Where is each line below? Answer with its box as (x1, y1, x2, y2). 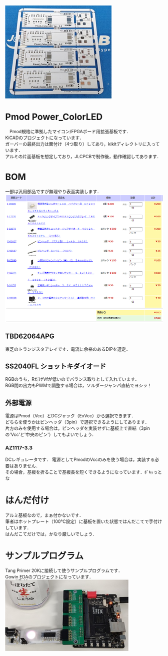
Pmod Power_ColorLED (5, 111, 103, 123)
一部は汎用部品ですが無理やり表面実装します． (5, 188, 101, 194)
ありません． (13, 462, 40, 468)
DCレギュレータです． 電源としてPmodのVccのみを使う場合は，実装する (5, 456, 155, 462)
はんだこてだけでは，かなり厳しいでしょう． (5, 531, 97, 537)
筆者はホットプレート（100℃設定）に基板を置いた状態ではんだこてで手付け (5, 518, 162, 524)
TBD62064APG (5, 332, 54, 341)
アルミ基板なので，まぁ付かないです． (5, 512, 84, 518)
